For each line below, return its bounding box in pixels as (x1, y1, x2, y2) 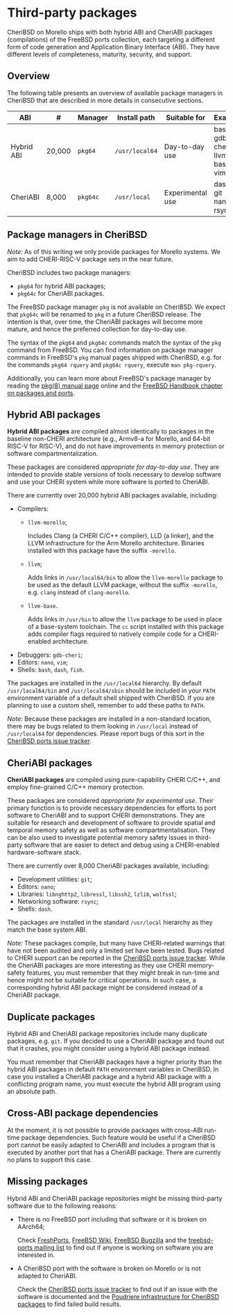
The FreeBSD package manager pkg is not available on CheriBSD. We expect (7, 303, 225, 311)
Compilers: (17, 504, 49, 513)
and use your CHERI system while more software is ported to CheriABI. (7, 478, 210, 486)
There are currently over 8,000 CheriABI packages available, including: (7, 861, 210, 870)
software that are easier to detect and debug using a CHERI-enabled (24, 840, 220, 850)
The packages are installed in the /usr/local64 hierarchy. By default (7, 679, 202, 687)
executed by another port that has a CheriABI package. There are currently (7, 1148, 221, 1156)
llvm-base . (27, 602, 58, 610)
